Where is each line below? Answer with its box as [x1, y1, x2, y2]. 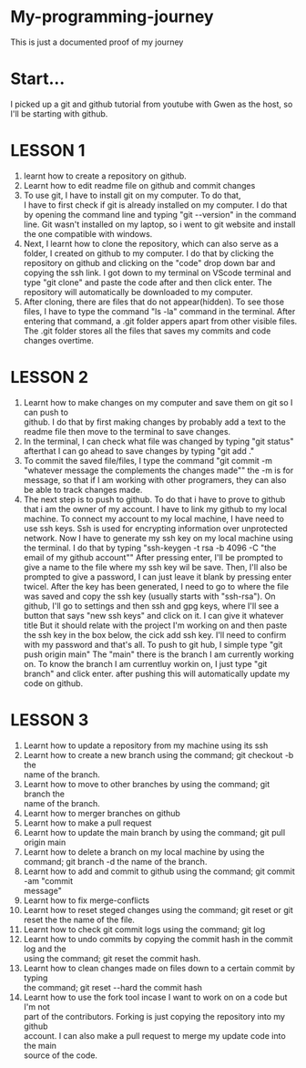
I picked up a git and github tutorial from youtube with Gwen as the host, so [10, 98, 293, 109]
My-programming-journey [10, 6, 214, 27]
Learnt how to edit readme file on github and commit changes [23, 180, 256, 190]
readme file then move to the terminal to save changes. [23, 426, 231, 436]
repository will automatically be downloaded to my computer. [23, 286, 253, 297]
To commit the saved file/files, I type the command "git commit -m [23, 455, 272, 466]
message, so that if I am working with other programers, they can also [23, 474, 287, 485]
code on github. [23, 677, 84, 689]
